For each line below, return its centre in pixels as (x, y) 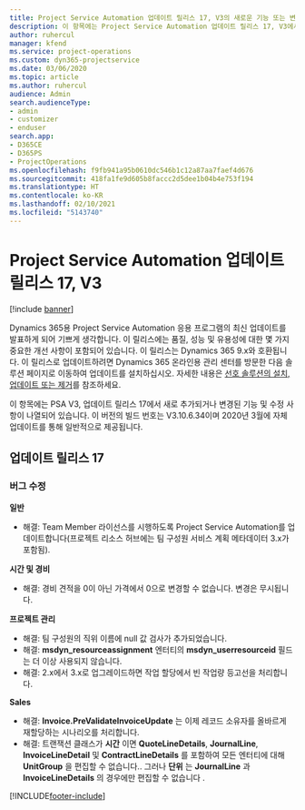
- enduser (28, 128)
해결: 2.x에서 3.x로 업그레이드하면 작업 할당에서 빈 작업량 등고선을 (139, 673)
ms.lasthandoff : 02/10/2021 (63, 204)
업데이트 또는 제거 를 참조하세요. (65, 384)
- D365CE (26, 145)
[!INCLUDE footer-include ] (58, 796)
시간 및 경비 (30, 569)
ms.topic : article (44, 77)
